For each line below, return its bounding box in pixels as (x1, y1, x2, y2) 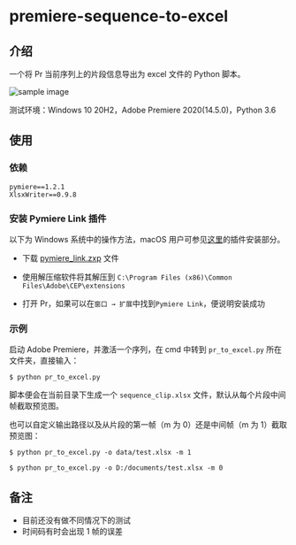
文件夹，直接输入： (9, 356, 80, 366)
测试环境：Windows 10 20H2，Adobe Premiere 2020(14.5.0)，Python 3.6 (9, 104, 277, 115)
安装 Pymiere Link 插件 (9, 212, 107, 225)
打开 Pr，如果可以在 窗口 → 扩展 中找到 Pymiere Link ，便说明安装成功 (21, 298, 265, 309)
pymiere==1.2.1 (9, 182, 65, 191)
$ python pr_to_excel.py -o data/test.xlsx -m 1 (9, 449, 192, 457)
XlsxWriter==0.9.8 (9, 190, 77, 199)
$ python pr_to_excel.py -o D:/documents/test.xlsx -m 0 (9, 464, 224, 472)
